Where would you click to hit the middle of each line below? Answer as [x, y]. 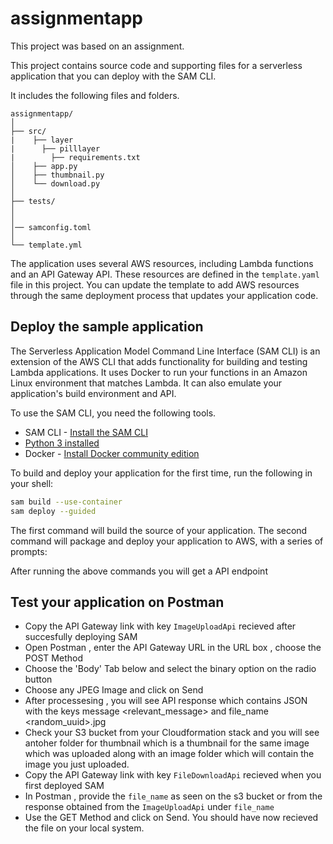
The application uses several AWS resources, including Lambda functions [162, 263]
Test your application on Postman [117, 602]
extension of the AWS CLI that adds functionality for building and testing [159, 361]
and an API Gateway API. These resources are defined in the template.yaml [165, 274]
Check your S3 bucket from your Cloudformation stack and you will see [172, 733]
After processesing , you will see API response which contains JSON [166, 701]
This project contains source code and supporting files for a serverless [156, 65]
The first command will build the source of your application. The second [159, 530]
